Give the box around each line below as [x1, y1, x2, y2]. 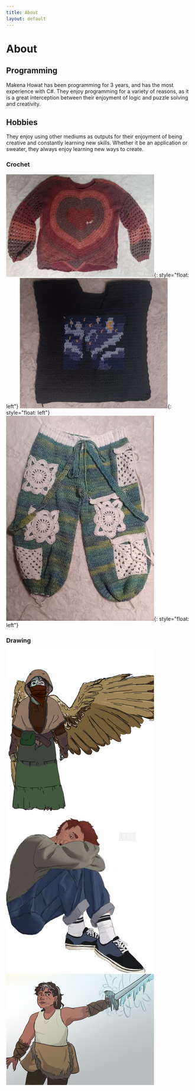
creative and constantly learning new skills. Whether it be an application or [6, 139, 188, 146]
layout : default [6, 15, 46, 22]
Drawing [6, 636, 31, 644]
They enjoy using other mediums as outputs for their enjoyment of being [6, 133, 183, 140]
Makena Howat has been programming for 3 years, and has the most [6, 81, 174, 88]
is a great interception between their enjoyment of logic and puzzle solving [6, 94, 188, 101]
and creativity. [6, 100, 41, 107]
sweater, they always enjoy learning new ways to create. [6, 146, 144, 153]
